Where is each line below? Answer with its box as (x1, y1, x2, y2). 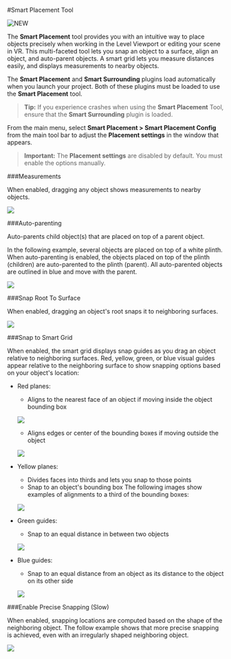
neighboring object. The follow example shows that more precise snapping (7, 624, 219, 631)
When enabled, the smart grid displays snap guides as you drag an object (7, 347, 217, 355)
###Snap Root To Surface (7, 294, 81, 302)
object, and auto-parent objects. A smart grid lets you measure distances (7, 54, 214, 63)
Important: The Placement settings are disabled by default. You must (23, 151, 223, 160)
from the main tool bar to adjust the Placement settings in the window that (7, 131, 219, 139)
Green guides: (16, 517, 58, 525)
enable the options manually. (23, 159, 106, 167)
